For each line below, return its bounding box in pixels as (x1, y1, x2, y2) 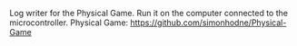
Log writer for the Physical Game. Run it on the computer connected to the (9, 8, 289, 18)
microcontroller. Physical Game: (9, 17, 129, 28)
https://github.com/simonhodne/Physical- (130, 17, 287, 28)
